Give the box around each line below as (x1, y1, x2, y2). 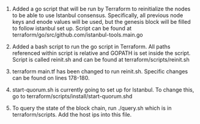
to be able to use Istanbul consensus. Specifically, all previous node (12, 12, 183, 19)
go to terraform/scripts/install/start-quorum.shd (12, 93, 133, 100)
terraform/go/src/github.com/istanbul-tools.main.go (12, 31, 143, 38)
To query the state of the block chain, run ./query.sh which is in (12, 104, 172, 112)
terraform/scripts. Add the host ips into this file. (12, 111, 132, 118)
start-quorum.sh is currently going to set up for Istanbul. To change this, (12, 86, 194, 93)
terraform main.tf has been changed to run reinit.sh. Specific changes (12, 68, 188, 75)
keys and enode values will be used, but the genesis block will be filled (12, 18, 191, 25)
